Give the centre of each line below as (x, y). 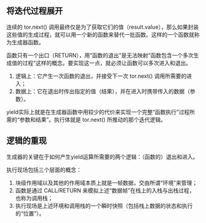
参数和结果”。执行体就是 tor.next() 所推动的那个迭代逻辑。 (93, 119)
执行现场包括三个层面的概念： (44, 170)
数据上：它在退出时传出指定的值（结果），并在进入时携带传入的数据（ (102, 91)
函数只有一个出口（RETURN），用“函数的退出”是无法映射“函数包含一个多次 (100, 55)
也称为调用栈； (34, 198)
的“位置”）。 (30, 213)
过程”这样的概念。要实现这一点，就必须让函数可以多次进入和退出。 (107, 62)
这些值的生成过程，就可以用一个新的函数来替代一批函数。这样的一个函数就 (100, 34)
